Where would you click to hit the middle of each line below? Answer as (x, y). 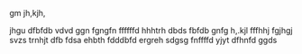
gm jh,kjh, (27, 13)
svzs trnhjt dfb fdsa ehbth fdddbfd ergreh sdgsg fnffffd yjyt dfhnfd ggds (143, 40)
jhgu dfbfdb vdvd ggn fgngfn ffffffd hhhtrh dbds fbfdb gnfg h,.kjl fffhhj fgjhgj (151, 30)
